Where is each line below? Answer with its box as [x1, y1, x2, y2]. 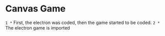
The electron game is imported [5, 24, 70, 30]
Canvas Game [5, 3, 66, 14]
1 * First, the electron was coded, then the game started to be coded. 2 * [5, 19, 160, 25]
